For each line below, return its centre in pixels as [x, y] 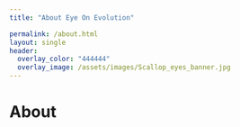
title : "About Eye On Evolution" [72, 18]
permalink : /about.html [54, 34]
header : [24, 50]
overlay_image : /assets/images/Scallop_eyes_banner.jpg [124, 68]
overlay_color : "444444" [64, 59]
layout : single [38, 42]
